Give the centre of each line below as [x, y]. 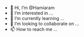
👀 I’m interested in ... [32, 13]
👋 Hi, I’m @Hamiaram [32, 8]
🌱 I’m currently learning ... [37, 18]
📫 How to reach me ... [34, 29]
